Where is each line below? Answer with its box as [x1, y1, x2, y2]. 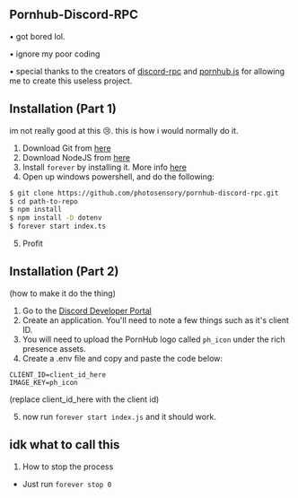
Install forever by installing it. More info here [22, 162, 187, 172]
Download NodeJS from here [22, 152, 131, 162]
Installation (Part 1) [9, 101, 117, 117]
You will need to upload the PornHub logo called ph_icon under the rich [22, 334, 285, 345]
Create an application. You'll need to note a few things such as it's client [22, 314, 289, 326]
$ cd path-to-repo [9, 197, 78, 205]
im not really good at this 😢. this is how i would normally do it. [9, 125, 240, 135]
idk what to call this [9, 437, 120, 452]
